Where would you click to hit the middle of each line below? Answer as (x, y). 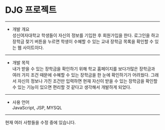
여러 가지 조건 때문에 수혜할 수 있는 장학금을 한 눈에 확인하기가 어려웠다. (81, 75)
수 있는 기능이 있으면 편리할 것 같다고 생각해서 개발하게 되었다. (72, 87)
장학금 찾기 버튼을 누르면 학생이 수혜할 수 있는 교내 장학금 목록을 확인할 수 (83, 41)
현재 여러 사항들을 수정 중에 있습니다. (41, 122)
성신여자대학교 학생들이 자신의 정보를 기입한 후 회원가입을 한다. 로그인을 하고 (86, 35)
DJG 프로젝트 (31, 10)
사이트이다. (33, 48)
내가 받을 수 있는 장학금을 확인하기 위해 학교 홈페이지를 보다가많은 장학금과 (84, 69)
